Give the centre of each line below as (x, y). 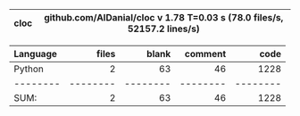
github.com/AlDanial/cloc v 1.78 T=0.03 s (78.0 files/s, (164, 17)
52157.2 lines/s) (164, 29)
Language (36, 54)
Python (29, 69)
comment (205, 54)
